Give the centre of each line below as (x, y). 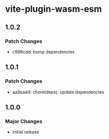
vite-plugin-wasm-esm (54, 9)
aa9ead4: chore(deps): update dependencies (58, 92)
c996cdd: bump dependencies (43, 52)
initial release (26, 132)
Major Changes (24, 121)
